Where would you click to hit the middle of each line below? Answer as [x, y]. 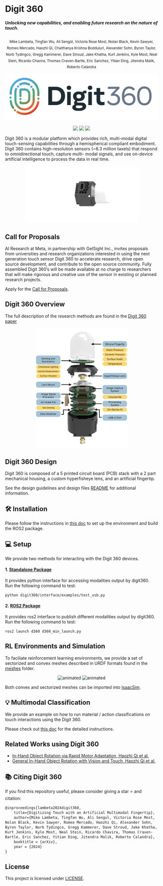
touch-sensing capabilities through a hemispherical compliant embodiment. [81, 144]
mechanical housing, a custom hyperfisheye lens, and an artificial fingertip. [80, 479]
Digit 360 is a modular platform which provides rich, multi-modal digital [76, 138]
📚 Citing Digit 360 [33, 777]
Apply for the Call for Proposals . [37, 289]
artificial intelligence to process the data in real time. [57, 159]
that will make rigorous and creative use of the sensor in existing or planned [81, 274]
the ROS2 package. [24, 528]
